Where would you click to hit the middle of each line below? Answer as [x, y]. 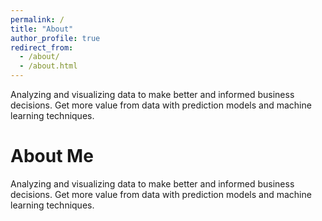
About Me [52, 156]
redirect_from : [42, 47]
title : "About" [42, 29]
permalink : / [37, 19]
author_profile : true [55, 38]
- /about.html [48, 66]
